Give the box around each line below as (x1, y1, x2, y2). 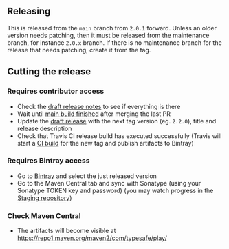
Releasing (7, 6, 51, 17)
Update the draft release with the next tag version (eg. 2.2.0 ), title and (17, 117, 217, 125)
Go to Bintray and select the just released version (17, 172, 157, 180)
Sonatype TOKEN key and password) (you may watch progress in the (17, 186, 214, 195)
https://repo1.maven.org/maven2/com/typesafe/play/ (17, 234, 167, 242)
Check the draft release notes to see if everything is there (17, 102, 181, 110)
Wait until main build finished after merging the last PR (17, 110, 171, 118)
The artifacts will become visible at (17, 227, 116, 235)
